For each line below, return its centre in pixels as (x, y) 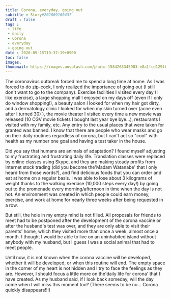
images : (13, 62)
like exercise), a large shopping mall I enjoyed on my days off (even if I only (84, 98)
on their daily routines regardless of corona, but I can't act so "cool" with (81, 136)
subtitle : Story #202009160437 (38, 15)
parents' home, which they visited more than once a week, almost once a (82, 231)
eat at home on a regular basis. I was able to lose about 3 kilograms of (79, 178)
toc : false (17, 57)
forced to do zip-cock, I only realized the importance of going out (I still (80, 87)
